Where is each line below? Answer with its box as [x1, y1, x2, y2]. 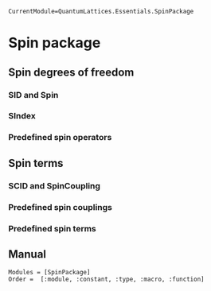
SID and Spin [8, 89, 59, 100]
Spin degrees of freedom [8, 65, 135, 79]
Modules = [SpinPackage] [8, 269, 91, 277]
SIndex [8, 111, 36, 122]
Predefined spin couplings [8, 201, 113, 212]
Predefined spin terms [8, 223, 97, 234]
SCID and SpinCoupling [8, 180, 101, 191]
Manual [8, 247, 46, 261]
